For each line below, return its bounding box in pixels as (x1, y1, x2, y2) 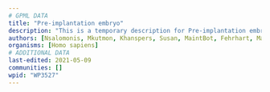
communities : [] (8, 64, 63, 72)
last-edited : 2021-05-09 (8, 57, 92, 65)
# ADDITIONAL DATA (8, 49, 70, 57)
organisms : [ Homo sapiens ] (8, 42, 99, 50)
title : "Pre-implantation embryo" (8, 19, 125, 27)
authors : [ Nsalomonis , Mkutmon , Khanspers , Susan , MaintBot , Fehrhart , (8, 34, 253, 42)
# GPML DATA (8, 11, 48, 20)
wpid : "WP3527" (8, 71, 59, 79)
